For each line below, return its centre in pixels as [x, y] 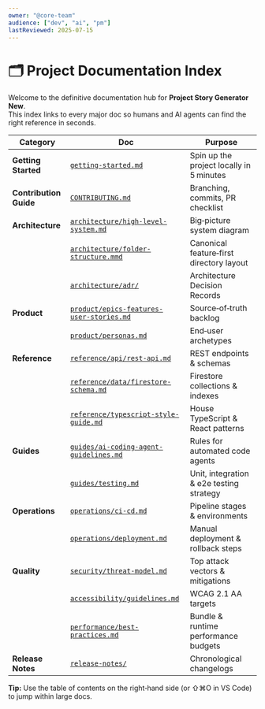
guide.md [86, 423]
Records [205, 295]
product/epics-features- [116, 309]
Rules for [206, 441]
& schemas [210, 363]
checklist [206, 208]
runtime [204, 626]
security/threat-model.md [119, 571]
